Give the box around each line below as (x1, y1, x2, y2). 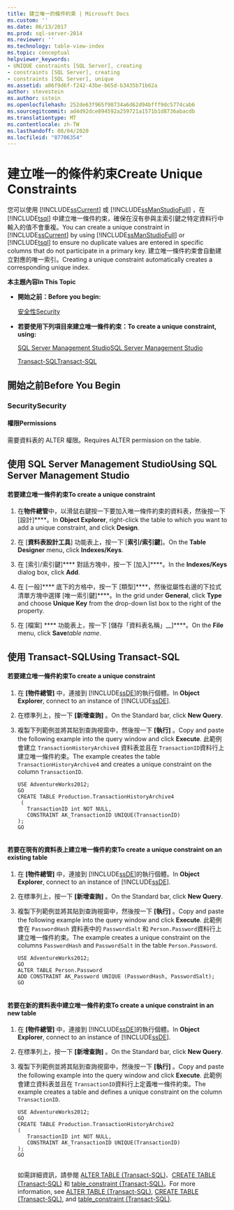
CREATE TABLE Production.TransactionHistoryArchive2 (17, 1121, 175, 1128)
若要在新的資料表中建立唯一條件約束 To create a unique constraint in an (7, 1001, 214, 1009)
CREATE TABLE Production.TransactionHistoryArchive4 (17, 793, 175, 800)
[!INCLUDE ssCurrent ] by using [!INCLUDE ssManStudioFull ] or (7, 231, 185, 239)
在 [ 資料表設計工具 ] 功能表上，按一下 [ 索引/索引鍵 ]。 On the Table (17, 538, 206, 547)
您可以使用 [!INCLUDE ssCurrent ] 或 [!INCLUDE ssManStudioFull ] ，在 (7, 206, 205, 214)
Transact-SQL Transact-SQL (17, 358, 97, 366)
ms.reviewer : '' (7, 36, 54, 43)
